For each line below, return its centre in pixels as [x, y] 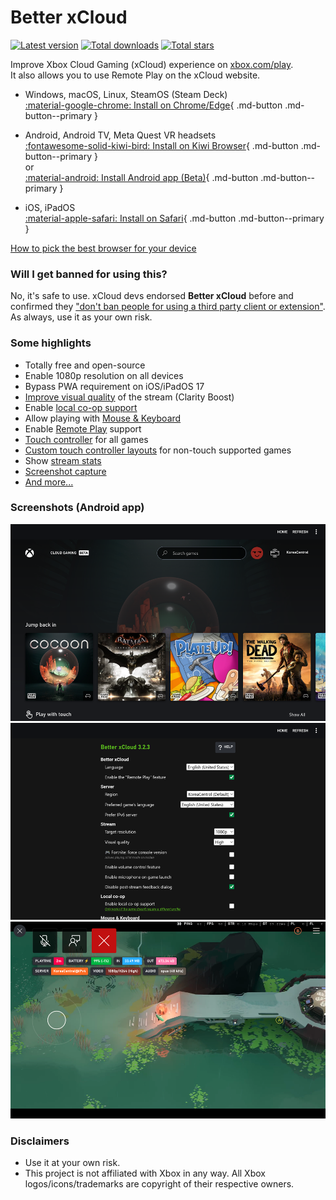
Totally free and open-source [85, 365]
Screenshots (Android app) [77, 508]
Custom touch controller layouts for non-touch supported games [158, 450]
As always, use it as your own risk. [81, 317]
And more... [49, 482]
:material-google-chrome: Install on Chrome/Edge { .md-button [153, 105]
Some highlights [51, 343]
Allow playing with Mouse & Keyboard [103, 418]
